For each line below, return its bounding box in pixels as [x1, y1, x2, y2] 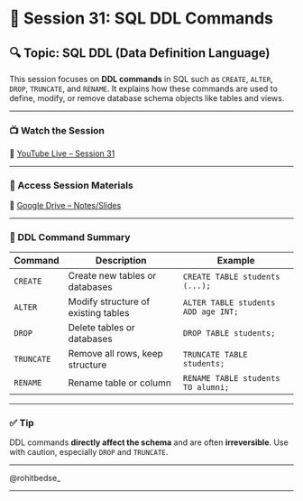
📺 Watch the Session [9, 124, 106, 136]
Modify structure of [68, 295, 151, 308]
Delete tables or [68, 320, 135, 333]
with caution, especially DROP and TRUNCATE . [9, 447, 169, 458]
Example [216, 254, 255, 266]
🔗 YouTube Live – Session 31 [9, 148, 115, 159]
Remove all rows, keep [68, 347, 164, 359]
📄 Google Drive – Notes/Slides [9, 199, 122, 210]
